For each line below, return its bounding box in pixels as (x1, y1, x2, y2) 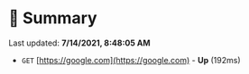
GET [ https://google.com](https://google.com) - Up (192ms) (21, 54, 241, 65)
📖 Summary (8, 8, 97, 29)
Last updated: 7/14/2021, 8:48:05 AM (8, 37, 151, 48)
